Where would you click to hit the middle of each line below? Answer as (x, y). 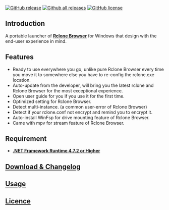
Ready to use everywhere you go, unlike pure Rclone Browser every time (88, 69)
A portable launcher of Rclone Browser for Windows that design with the (81, 36)
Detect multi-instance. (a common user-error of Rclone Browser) (80, 107)
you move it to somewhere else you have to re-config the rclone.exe (83, 74)
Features (19, 57)
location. (22, 80)
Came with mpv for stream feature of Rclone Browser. (68, 123)
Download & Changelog (43, 167)
